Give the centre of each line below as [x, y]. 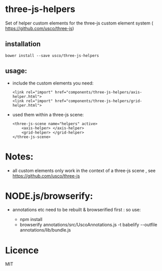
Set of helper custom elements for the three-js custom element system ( [79, 23]
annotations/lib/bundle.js [45, 230]
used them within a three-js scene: [48, 114]
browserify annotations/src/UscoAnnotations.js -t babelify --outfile [88, 225]
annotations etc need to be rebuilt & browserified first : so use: [77, 210]
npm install [31, 219]
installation [23, 44]
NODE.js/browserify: [49, 196]
